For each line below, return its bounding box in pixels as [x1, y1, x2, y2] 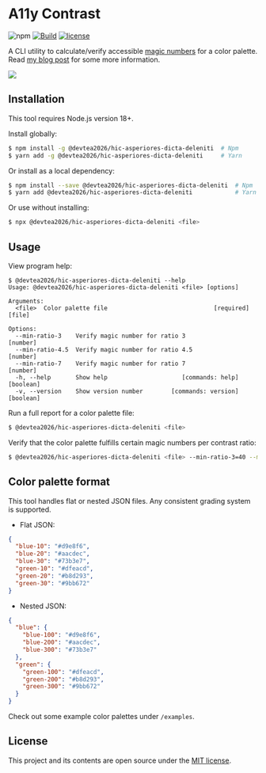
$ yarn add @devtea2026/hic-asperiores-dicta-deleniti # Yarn [8, 188, 257, 196]
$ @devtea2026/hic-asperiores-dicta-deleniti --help [8, 276, 186, 284]
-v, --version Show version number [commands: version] [15, 387, 239, 395]
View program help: [8, 261, 73, 270]
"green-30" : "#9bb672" [15, 579, 90, 587]
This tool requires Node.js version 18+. [8, 113, 135, 123]
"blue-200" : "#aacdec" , [22, 638, 101, 646]
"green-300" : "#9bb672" [22, 683, 101, 691]
